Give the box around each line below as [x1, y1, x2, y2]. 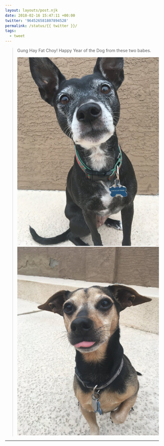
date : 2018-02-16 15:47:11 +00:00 [5, 13, 76, 18]
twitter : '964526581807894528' [5, 18, 69, 23]
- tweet [9, 34, 25, 39]
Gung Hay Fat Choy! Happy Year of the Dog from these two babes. [17, 48, 151, 53]
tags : [5, 28, 16, 34]
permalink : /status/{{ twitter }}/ [5, 23, 78, 28]
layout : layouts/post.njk [5, 8, 58, 13]
